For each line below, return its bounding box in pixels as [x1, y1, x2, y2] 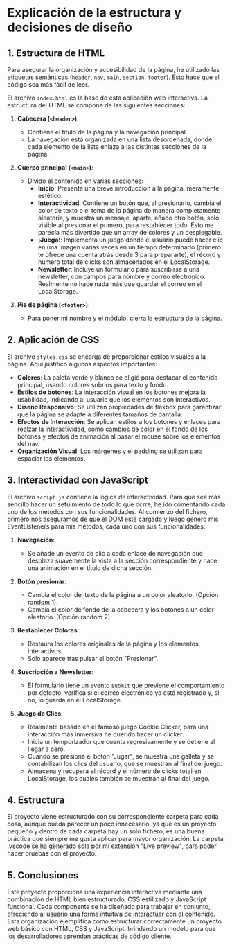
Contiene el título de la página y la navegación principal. [27, 128, 188, 136]
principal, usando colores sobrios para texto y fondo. [17, 380, 168, 389]
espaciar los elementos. [17, 454, 86, 462]
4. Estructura [7, 795, 65, 806]
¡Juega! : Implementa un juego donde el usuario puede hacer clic [37, 236, 223, 244]
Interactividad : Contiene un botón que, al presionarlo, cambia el [37, 199, 222, 207]
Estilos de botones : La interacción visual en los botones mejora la [17, 388, 206, 396]
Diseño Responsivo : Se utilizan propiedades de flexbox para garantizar [17, 402, 222, 411]
